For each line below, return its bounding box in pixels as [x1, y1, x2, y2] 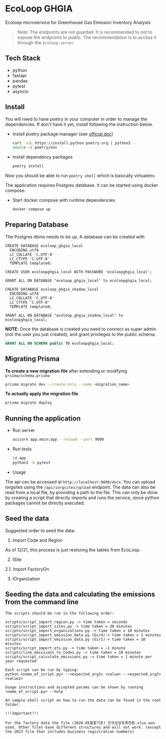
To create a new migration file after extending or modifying [5, 368, 127, 374]
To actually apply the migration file [5, 391, 79, 397]
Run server [12, 427, 35, 433]
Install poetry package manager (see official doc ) [12, 131, 113, 137]
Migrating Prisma [5, 355, 60, 363]
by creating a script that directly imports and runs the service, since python [5, 494, 160, 500]
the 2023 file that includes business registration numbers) [5, 729, 135, 735]
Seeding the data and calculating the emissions [5, 590, 156, 598]
